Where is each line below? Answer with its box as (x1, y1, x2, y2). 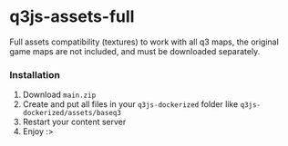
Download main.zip (22, 89, 97, 101)
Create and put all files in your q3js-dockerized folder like (22, 99, 239, 110)
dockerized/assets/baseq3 (22, 109, 121, 118)
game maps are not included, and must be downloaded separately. (9, 45, 261, 56)
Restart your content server (22, 116, 127, 128)
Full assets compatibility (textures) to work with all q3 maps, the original (9, 36, 280, 47)
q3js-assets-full (9, 6, 135, 27)
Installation (9, 68, 61, 81)
